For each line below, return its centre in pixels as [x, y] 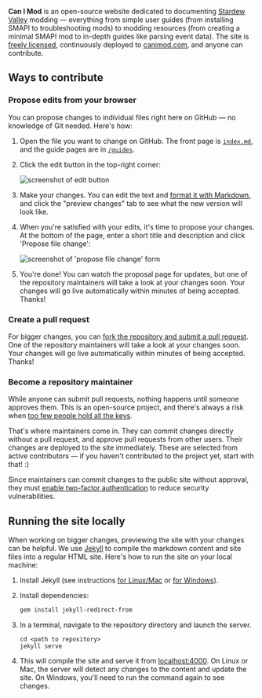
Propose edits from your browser [73, 100]
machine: [23, 565]
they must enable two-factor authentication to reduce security [109, 488]
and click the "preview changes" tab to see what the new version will [131, 203]
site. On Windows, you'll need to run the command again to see [122, 677]
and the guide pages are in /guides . [77, 149]
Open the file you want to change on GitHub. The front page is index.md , [136, 141]
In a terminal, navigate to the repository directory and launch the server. [135, 625]
